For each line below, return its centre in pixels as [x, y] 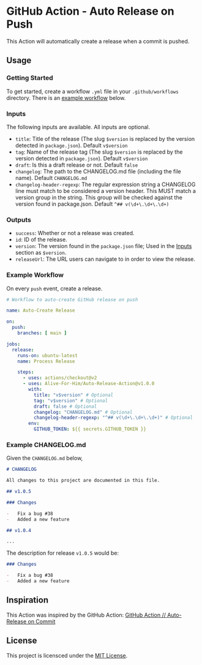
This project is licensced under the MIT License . [67, 655]
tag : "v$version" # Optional [71, 400]
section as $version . [41, 253]
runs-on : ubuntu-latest [48, 355]
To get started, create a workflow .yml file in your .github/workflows [92, 91]
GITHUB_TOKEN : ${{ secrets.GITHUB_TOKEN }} [90, 429]
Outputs [19, 220]
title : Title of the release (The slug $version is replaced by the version [105, 138]
